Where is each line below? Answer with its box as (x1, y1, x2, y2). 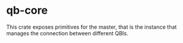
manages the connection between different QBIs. (6, 29, 129, 36)
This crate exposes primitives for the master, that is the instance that (6, 23, 177, 30)
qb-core (6, 4, 48, 17)
